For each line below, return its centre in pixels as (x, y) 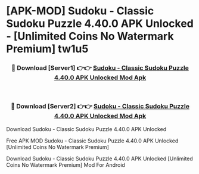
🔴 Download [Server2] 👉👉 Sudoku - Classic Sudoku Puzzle (100, 107)
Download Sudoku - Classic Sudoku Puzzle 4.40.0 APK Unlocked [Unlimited (100, 159)
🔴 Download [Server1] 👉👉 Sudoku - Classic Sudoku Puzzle (100, 68)
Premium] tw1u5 (47, 49)
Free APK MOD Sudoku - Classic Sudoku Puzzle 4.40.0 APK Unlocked (92, 141)
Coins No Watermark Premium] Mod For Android (66, 164)
